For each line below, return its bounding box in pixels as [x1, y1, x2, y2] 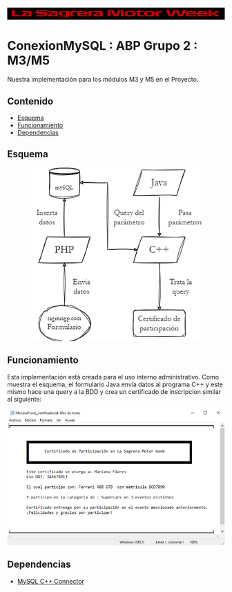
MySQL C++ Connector [17, 577, 85, 585]
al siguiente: [7, 395, 42, 403]
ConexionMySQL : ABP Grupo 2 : [7, 37, 198, 53]
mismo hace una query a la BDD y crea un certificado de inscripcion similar [7, 387, 222, 395]
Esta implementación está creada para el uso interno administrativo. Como [7, 373, 220, 381]
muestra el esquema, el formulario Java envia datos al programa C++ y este [7, 380, 223, 388]
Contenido [7, 95, 54, 107]
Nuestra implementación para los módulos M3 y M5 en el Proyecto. [7, 75, 199, 84]
